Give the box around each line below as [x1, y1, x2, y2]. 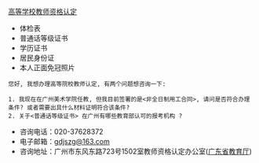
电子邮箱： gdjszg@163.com [19, 137, 110, 146]
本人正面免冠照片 [19, 63, 75, 72]
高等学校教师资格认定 [8, 7, 77, 16]
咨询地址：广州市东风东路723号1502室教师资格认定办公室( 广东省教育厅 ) [19, 146, 253, 156]
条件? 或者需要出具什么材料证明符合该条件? [8, 104, 130, 112]
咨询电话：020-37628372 [19, 127, 104, 136]
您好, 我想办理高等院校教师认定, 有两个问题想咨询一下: [8, 80, 166, 88]
